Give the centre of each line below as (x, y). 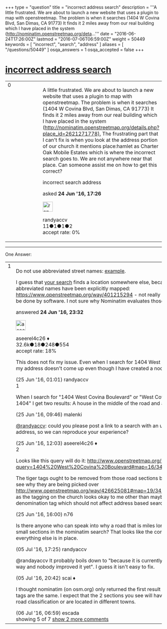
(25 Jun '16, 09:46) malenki (49, 414)
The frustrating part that (130, 133)
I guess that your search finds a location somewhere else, (83, 282)
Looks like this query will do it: (51, 460)
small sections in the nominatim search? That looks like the (84, 532)
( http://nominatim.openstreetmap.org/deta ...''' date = (59, 34)
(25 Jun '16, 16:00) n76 (44, 514)
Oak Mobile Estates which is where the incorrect (99, 152)
